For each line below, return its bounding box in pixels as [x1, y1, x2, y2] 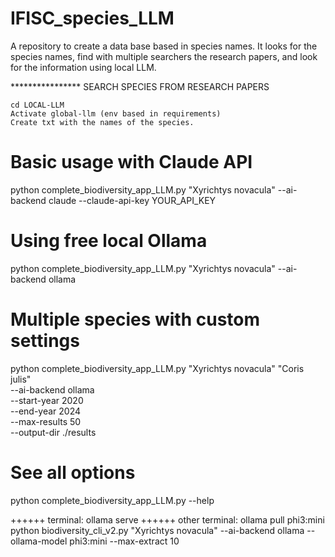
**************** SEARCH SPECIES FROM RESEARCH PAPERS [10, 80, 270, 92]
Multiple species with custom [10, 308, 261, 331]
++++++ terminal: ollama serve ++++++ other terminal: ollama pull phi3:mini [10, 513, 325, 526]
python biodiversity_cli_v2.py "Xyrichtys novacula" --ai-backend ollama [10, 524, 305, 536]
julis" [10, 373, 32, 385]
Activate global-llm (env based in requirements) [10, 108, 222, 119]
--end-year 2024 [10, 405, 82, 417]
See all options [10, 461, 136, 484]
